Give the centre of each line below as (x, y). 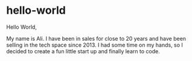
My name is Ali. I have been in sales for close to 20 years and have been (96, 38)
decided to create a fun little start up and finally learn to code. (83, 51)
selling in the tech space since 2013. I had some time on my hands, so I (94, 45)
